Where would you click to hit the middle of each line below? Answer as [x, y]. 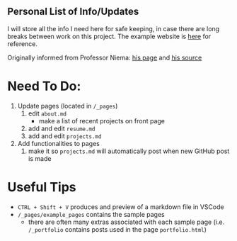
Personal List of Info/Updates [73, 12]
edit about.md [47, 113]
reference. [22, 44]
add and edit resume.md [62, 128]
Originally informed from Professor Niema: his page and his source [105, 57]
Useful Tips [42, 187]
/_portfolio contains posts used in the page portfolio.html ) [117, 229]
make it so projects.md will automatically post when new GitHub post [129, 151]
